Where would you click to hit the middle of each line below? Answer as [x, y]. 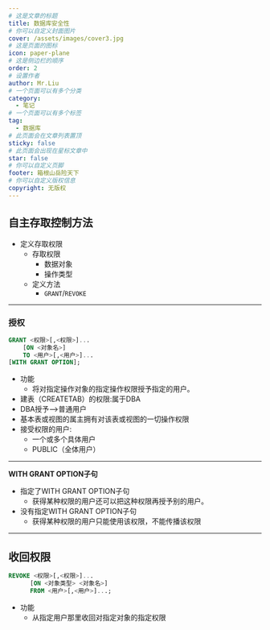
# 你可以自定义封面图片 [42, 31]
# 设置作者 [24, 76]
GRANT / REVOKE [65, 293]
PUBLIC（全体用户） [66, 450]
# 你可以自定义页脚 [36, 166]
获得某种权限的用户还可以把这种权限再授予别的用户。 [120, 501]
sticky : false [32, 143]
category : [25, 98]
